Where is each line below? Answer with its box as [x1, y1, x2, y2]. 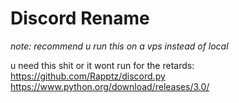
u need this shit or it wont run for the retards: [10, 59, 195, 71]
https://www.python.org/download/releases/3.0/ [10, 80, 210, 92]
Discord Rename [10, 7, 150, 30]
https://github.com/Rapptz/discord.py [10, 70, 166, 82]
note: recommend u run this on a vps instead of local [10, 40, 229, 52]
